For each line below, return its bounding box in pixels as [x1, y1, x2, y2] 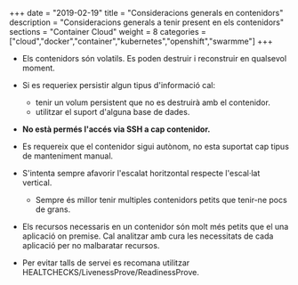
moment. [21, 62, 55, 73]
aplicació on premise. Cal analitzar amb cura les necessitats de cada [21, 231, 274, 241]
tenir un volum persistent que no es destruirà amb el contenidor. [35, 97, 271, 108]
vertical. [21, 177, 52, 188]
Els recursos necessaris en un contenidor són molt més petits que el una [21, 222, 289, 232]
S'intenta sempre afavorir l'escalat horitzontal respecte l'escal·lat [21, 168, 261, 178]
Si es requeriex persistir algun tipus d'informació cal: [21, 80, 216, 90]
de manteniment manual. [21, 151, 114, 161]
